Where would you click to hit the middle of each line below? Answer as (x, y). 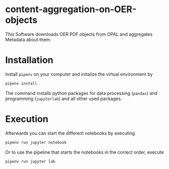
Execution (27, 119)
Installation (29, 60)
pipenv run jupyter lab (30, 161)
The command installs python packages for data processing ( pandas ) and (81, 93)
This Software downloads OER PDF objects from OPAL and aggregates (79, 34)
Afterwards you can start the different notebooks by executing (70, 133)
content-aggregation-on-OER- (71, 9)
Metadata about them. (28, 40)
